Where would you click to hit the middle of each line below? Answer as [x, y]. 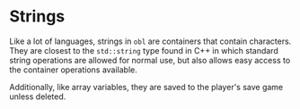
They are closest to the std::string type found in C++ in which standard [144, 50]
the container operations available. [73, 70]
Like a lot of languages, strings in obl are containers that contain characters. [150, 41]
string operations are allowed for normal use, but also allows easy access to [150, 60]
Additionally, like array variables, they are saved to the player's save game [146, 87]
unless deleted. [38, 96]
